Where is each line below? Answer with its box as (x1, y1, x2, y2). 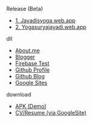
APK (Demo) (15, 103, 47, 110)
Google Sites (15, 79, 47, 86)
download (6, 91, 32, 98)
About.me (15, 47, 40, 54)
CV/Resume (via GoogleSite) (15, 109, 87, 116)
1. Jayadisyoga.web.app (15, 17, 76, 24)
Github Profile (15, 66, 50, 73)
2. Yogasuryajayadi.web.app (15, 24, 87, 30)
